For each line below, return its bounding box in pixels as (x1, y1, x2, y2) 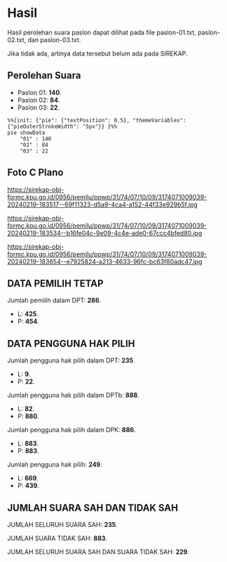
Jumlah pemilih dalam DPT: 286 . (7, 296, 102, 305)
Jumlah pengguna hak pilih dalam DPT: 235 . (7, 356, 135, 365)
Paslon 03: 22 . (17, 103, 60, 112)
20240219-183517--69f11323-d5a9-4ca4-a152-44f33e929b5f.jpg (7, 200, 198, 209)
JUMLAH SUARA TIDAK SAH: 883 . (7, 534, 108, 542)
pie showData (7, 129, 46, 136)
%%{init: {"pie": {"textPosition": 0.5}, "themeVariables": (7, 117, 187, 124)
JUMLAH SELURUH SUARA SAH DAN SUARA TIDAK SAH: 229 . (7, 548, 190, 556)
